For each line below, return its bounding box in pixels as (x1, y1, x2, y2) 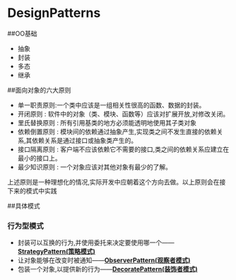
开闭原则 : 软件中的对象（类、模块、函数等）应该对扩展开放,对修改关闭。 (17, 110, 230, 118)
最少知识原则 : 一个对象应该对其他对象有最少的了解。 (17, 163, 172, 171)
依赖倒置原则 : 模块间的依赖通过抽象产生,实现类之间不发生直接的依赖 (17, 127, 217, 136)
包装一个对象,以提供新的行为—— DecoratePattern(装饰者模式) (17, 265, 198, 274)
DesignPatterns (7, 5, 101, 21)
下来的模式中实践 (7, 186, 57, 195)
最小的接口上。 (17, 153, 61, 162)
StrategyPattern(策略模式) (17, 247, 95, 256)
